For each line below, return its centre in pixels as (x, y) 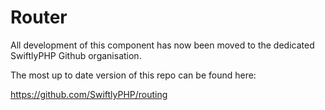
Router (39, 17)
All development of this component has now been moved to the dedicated (162, 45)
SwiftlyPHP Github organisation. (76, 55)
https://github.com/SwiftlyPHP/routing (89, 94)
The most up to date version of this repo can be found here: (133, 75)
